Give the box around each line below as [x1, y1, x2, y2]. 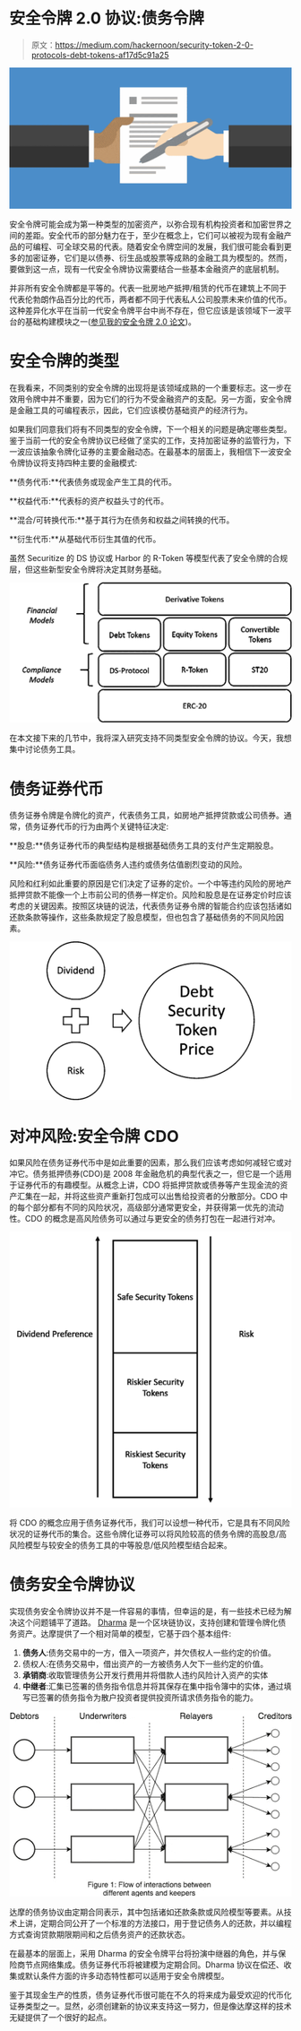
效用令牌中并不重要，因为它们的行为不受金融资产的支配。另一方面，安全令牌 [9, 393, 292, 404]
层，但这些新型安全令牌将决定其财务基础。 [9, 564, 167, 575]
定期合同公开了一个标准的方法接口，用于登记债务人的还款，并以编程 [39, 1917, 292, 1928]
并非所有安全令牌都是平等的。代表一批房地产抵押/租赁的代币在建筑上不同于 [9, 282, 288, 293]
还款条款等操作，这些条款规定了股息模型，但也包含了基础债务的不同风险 [9, 912, 276, 923]
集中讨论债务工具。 [9, 744, 81, 755]
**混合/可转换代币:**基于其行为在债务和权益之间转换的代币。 [9, 514, 235, 525]
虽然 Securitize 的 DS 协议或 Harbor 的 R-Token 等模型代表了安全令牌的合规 [9, 552, 288, 563]
